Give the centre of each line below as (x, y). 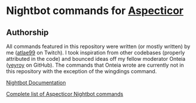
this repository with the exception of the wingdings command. (81, 71)
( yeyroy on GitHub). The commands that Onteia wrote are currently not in (95, 65)
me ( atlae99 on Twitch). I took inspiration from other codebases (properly (95, 53)
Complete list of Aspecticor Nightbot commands (65, 94)
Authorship (27, 32)
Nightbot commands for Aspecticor (95, 11)
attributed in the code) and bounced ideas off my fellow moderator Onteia (96, 59)
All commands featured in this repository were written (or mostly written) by (98, 46)
